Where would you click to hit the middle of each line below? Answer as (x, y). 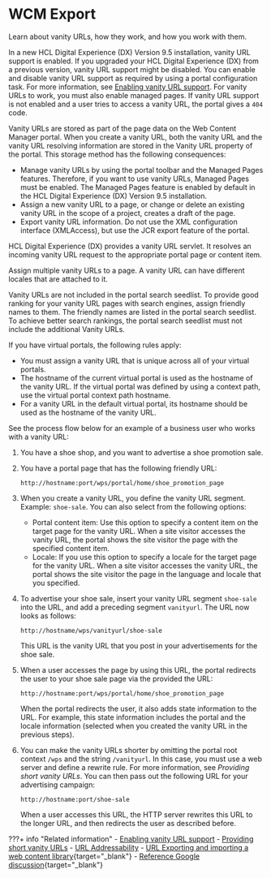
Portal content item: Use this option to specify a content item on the (145, 522)
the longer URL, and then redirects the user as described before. (128, 823)
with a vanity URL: (39, 437)
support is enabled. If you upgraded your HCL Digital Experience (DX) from (134, 61)
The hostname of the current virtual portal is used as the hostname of (136, 377)
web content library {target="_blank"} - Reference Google (104, 856)
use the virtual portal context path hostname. (95, 395)
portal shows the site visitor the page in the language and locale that (146, 574)
